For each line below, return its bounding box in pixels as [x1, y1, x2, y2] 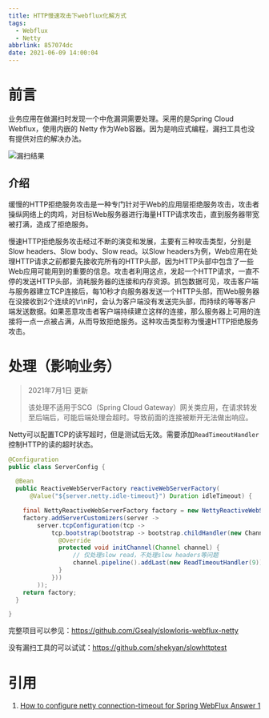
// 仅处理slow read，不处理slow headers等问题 [72, 552, 219, 560]
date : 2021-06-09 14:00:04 [8, 49, 98, 57]
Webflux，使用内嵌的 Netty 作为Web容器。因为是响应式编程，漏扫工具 [8, 123, 242, 133]
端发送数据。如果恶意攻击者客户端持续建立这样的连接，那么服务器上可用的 [8, 306, 254, 316]
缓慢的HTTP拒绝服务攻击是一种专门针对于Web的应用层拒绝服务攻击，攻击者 [8, 199, 260, 209]
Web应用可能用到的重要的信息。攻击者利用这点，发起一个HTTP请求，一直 [8, 266, 253, 276]
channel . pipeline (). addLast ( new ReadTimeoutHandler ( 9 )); [72, 559, 267, 567]
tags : [8, 19, 26, 27]
